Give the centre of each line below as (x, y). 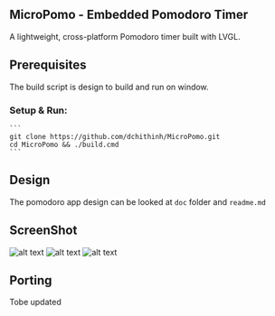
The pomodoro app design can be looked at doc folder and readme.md (138, 201)
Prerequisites (48, 65)
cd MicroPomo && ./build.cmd (64, 144)
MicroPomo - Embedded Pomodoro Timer (129, 15)
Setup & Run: (38, 110)
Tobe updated (35, 302)
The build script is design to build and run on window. (109, 87)
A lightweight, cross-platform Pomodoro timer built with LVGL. (125, 36)
